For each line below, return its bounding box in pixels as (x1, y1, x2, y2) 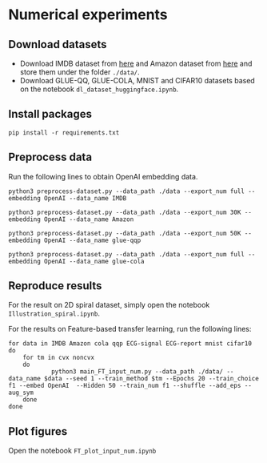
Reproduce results (8, 279, 102, 293)
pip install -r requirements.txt (8, 128, 120, 137)
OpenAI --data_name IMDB (43, 194, 127, 202)
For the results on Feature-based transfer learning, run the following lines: (8, 324, 252, 334)
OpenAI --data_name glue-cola (43, 257, 145, 265)
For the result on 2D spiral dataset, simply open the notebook (8, 300, 210, 310)
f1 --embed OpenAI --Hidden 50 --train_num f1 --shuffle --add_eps (8, 382, 241, 390)
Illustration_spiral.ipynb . (8, 308, 101, 318)
